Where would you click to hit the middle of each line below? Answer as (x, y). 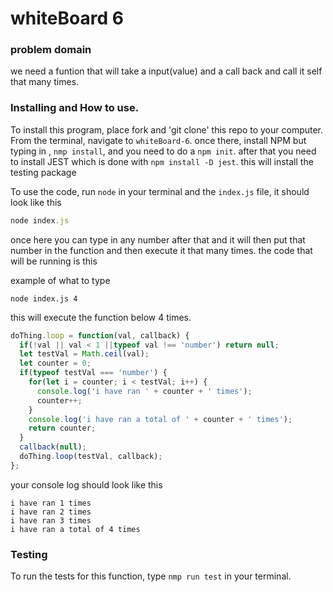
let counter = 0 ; (55, 363)
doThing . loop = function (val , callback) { (100, 335)
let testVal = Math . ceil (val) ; (84, 354)
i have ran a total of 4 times (75, 529)
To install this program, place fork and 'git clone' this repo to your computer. (167, 129)
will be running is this (54, 261)
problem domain (51, 50)
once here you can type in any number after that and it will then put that (158, 239)
